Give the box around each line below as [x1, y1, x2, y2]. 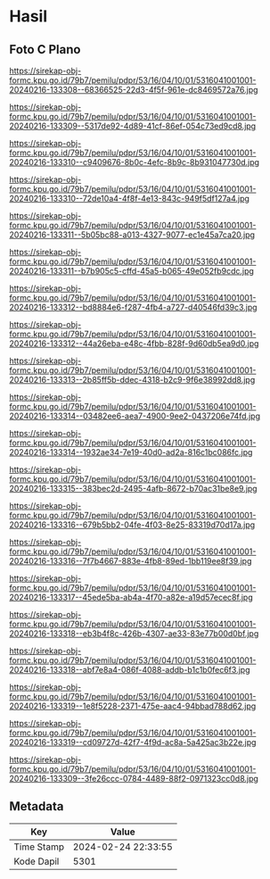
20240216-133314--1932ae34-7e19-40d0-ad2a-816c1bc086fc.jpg [9, 447, 253, 457]
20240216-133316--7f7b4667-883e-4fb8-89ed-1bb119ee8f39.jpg [9, 556, 252, 566]
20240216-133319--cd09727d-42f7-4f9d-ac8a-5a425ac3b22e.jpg [9, 737, 257, 747]
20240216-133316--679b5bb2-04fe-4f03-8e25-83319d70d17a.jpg [9, 519, 256, 530]
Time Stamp [13, 841, 65, 853]
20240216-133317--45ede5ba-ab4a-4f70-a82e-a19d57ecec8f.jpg [9, 592, 253, 602]
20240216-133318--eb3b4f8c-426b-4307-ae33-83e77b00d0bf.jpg [9, 628, 259, 639]
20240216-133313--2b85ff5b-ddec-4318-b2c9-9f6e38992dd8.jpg [9, 375, 256, 385]
